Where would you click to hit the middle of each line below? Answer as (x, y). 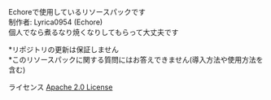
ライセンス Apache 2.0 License (61, 87)
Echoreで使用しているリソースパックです (77, 12)
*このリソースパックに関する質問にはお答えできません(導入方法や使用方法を (136, 60)
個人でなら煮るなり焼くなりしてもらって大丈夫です (94, 32)
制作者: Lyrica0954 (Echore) (56, 22)
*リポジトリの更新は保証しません (64, 50)
